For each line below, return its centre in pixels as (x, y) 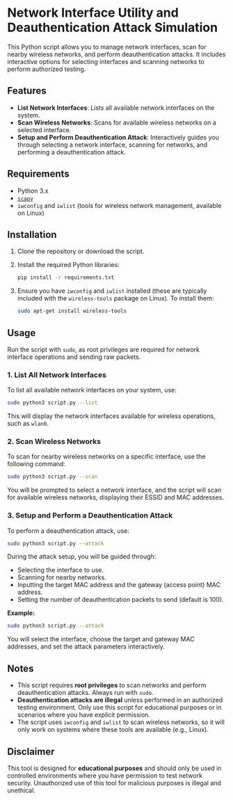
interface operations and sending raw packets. (74, 357)
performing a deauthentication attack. (72, 152)
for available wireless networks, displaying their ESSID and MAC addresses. (116, 497)
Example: (21, 613)
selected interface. (44, 129)
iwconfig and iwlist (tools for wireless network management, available (119, 205)
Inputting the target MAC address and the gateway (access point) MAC (119, 585)
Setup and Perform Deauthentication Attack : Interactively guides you (118, 137)
